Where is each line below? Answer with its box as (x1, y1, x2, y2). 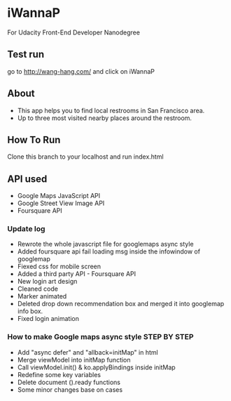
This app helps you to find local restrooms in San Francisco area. (17, 106, 205, 114)
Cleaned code (17, 284, 58, 293)
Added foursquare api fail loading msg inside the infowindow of (17, 247, 201, 256)
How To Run (7, 133, 61, 145)
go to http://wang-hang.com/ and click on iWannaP (7, 67, 155, 75)
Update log (7, 224, 45, 234)
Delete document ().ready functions (17, 378, 121, 386)
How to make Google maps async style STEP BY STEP (7, 332, 194, 342)
